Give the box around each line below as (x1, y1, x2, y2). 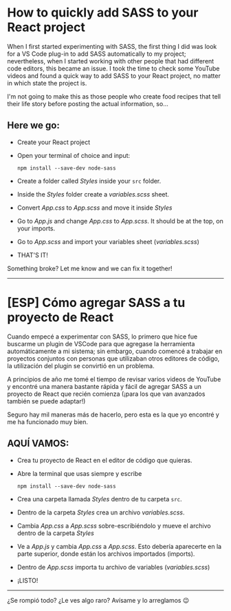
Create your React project (16, 138, 91, 146)
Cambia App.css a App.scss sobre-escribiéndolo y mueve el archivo (16, 521, 211, 530)
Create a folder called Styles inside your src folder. (16, 177, 162, 185)
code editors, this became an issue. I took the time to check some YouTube (7, 64, 220, 72)
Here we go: (7, 119, 60, 132)
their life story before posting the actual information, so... (7, 99, 168, 108)
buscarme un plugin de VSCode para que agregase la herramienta (7, 339, 195, 348)
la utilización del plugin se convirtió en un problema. (7, 361, 155, 370)
